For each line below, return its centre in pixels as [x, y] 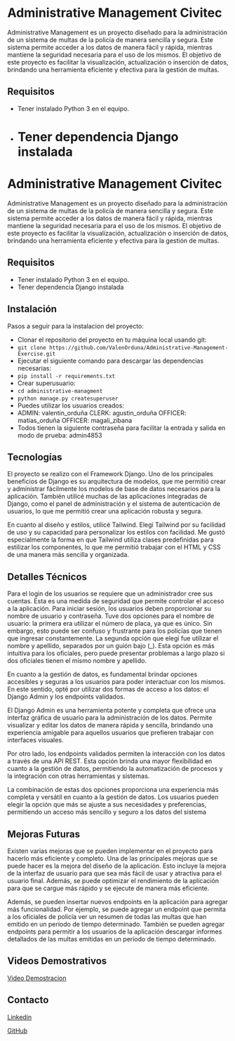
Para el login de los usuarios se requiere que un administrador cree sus [110, 593]
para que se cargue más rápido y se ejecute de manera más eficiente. [108, 888]
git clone [32, 348]
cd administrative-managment [60, 391]
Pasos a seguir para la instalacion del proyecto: [75, 326]
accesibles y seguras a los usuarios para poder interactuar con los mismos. [116, 682]
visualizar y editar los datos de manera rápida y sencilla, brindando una [110, 725]
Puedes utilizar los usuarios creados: [71, 405]
